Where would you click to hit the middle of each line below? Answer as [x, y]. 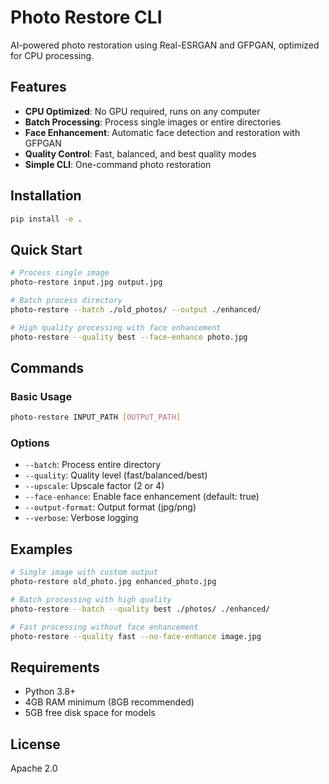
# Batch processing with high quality [91, 599]
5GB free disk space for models [90, 713]
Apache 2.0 [34, 768]
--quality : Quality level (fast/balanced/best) [116, 475]
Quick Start [46, 249]
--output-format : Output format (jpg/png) [110, 507]
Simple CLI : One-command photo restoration [118, 164]
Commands [47, 367]
